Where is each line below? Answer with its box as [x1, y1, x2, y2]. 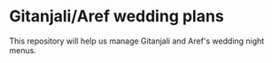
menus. [9, 44, 37, 55]
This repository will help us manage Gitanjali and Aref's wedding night [9, 35, 265, 46]
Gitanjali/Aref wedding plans [9, 6, 224, 27]
